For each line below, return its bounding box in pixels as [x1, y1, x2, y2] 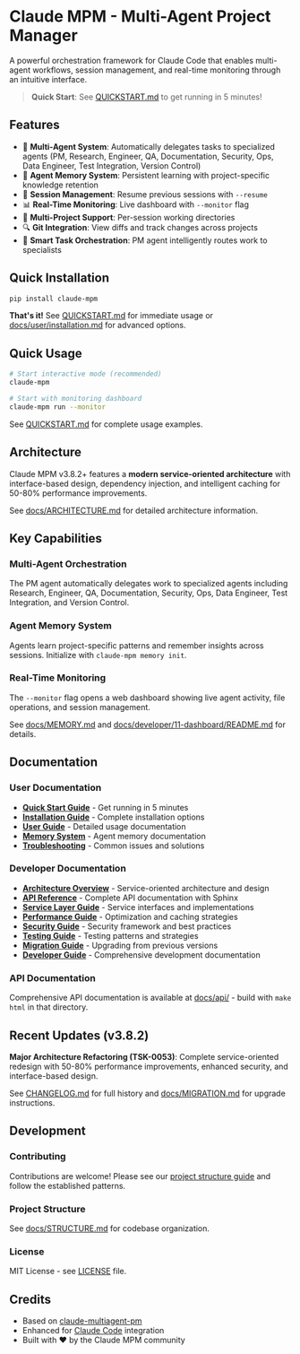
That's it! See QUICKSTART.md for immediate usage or [9, 310, 213, 321]
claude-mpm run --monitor [9, 402, 106, 412]
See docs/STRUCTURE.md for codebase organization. [9, 1222, 210, 1234]
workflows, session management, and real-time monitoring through [32, 65, 281, 75]
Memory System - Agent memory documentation [21, 830, 206, 841]
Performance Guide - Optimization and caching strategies [21, 911, 239, 922]
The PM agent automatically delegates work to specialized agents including [9, 578, 288, 589]
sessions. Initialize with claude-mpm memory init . [9, 649, 187, 660]
